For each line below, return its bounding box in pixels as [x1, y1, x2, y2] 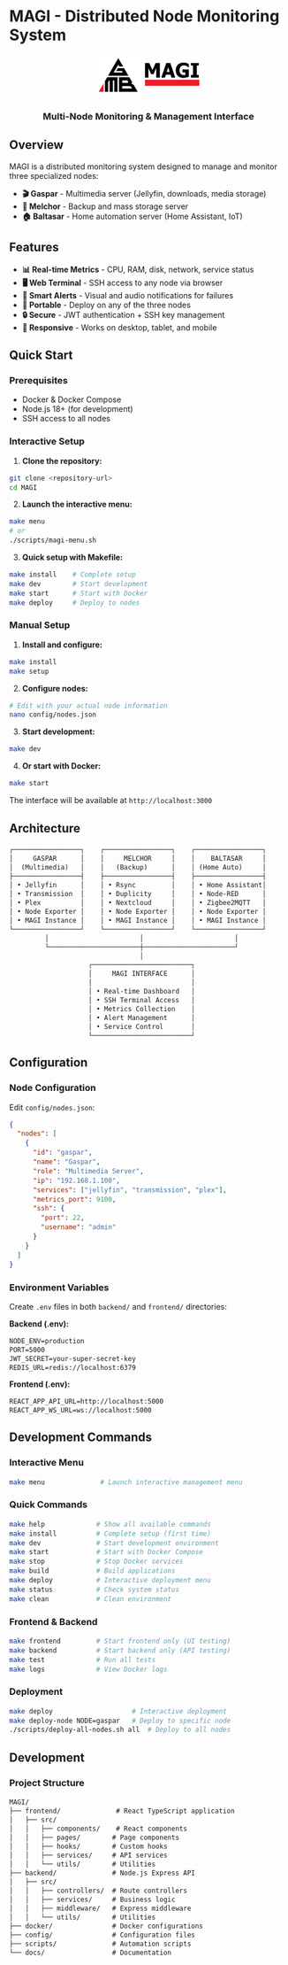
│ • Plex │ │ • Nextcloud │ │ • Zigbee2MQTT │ [9, 898, 267, 907]
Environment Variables [9, 1281, 110, 1294]
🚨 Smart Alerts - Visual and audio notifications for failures [21, 290, 234, 300]
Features [9, 240, 59, 255]
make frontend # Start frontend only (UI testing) [9, 1636, 231, 1645]
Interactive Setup [9, 436, 86, 448]
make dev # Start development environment [9, 1538, 219, 1547]
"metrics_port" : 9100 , [32, 1195, 117, 1203]
